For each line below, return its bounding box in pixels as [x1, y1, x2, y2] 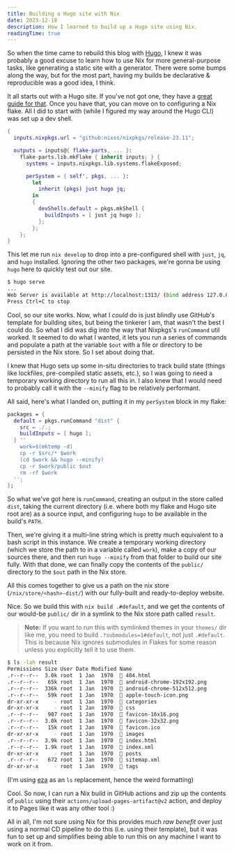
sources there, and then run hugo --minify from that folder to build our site [7, 553, 222, 561]
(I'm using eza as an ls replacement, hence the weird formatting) [7, 776, 194, 784]
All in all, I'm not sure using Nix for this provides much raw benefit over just [7, 818, 223, 826]
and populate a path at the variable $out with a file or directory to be [7, 340, 203, 349]
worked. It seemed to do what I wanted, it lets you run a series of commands [7, 333, 227, 341]
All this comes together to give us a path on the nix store [7, 581, 169, 590]
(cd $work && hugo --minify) [19, 456, 104, 463]
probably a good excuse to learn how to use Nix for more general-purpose [7, 57, 221, 65]
